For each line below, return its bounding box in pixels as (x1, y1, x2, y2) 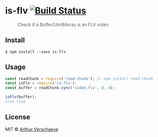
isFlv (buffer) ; (5, 94, 37, 99)
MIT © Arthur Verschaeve (5, 126, 58, 132)
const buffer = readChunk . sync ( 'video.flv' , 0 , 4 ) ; (5, 85, 115, 90)
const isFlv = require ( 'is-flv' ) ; (5, 80, 77, 86)
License (5, 113, 30, 121)
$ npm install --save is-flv (5, 49, 66, 54)
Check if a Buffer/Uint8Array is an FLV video (17, 21, 109, 27)
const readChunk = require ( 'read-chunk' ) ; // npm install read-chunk (5, 76, 153, 81)
